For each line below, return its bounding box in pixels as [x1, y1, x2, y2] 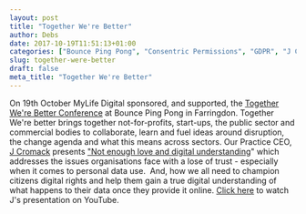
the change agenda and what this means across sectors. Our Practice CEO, [9, 136, 292, 147]
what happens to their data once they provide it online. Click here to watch [9, 184, 290, 196]
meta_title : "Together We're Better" [9, 73, 153, 82]
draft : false [9, 65, 59, 74]
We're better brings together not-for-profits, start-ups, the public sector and [9, 117, 295, 127]
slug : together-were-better [9, 56, 117, 65]
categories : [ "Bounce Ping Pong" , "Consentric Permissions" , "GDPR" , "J [9, 47, 291, 56]
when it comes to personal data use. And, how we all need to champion [9, 165, 280, 176]
